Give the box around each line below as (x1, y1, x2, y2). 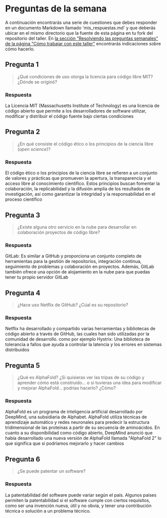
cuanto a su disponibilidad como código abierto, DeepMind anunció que (5, 430, 153, 436)
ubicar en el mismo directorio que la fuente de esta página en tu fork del (5, 30, 153, 36)
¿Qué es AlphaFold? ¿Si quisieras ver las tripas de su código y (17, 375, 145, 381)
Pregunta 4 (5, 288, 41, 297)
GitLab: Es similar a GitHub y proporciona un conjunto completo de (5, 253, 142, 259)
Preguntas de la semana (5, 3, 107, 14)
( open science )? (17, 146, 51, 152)
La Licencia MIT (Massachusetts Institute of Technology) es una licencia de (5, 103, 160, 109)
